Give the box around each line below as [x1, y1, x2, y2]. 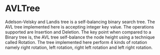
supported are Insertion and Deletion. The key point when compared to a [5, 29, 151, 35]
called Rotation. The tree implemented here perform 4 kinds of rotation [5, 39, 147, 45]
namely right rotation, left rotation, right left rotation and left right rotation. [5, 44, 153, 50]
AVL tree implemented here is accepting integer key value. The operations [5, 24, 154, 29]
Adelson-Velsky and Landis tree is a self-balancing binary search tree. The [5, 19, 155, 25]
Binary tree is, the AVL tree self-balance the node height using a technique [5, 34, 155, 40]
